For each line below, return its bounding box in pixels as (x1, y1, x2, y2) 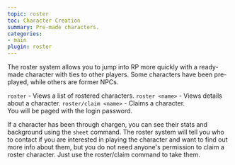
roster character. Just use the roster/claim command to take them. (7, 150, 200, 159)
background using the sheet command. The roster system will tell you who (7, 128, 224, 136)
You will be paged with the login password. (7, 107, 133, 115)
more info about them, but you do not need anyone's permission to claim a (7, 143, 225, 151)
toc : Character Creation (7, 17, 81, 24)
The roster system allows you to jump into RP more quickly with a (7, 63, 198, 71)
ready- (199, 63, 219, 71)
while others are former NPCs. (30, 78, 119, 86)
